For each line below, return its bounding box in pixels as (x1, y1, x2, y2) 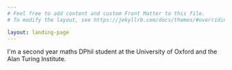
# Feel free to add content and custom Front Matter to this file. (7, 10, 206, 17)
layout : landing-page (7, 29, 70, 36)
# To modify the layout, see (7, 16, 91, 23)
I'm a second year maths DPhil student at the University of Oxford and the (7, 47, 217, 56)
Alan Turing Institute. (7, 55, 66, 63)
